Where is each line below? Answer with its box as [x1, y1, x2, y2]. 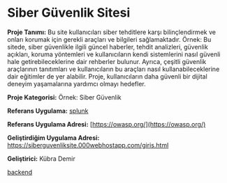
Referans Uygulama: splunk [7, 106, 89, 115]
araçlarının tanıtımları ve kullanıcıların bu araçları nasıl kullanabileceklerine [7, 65, 220, 73]
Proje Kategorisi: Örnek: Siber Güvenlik [7, 93, 122, 102]
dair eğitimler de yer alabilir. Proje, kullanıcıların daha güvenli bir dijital [7, 72, 207, 81]
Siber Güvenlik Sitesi [7, 5, 131, 21]
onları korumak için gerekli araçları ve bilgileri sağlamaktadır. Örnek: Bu [7, 35, 212, 43]
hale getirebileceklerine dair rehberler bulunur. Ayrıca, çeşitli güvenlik [7, 57, 207, 65]
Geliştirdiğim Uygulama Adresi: [7, 134, 100, 142]
